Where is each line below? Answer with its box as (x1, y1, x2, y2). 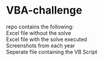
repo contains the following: (6, 23, 74, 30)
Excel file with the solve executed (6, 36, 87, 43)
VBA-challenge (6, 4, 82, 17)
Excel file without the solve (6, 29, 72, 36)
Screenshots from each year (6, 42, 75, 49)
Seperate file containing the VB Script (6, 48, 98, 55)
